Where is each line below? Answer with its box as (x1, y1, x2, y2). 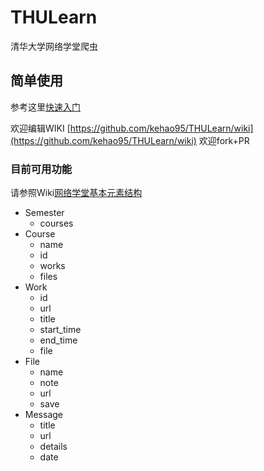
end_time (39, 334, 78, 346)
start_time (39, 324, 82, 336)
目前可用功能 (10, 162, 73, 176)
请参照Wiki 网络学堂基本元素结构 (10, 187, 143, 199)
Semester (24, 207, 65, 219)
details (39, 441, 68, 453)
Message (24, 409, 63, 421)
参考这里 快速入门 (10, 101, 81, 113)
